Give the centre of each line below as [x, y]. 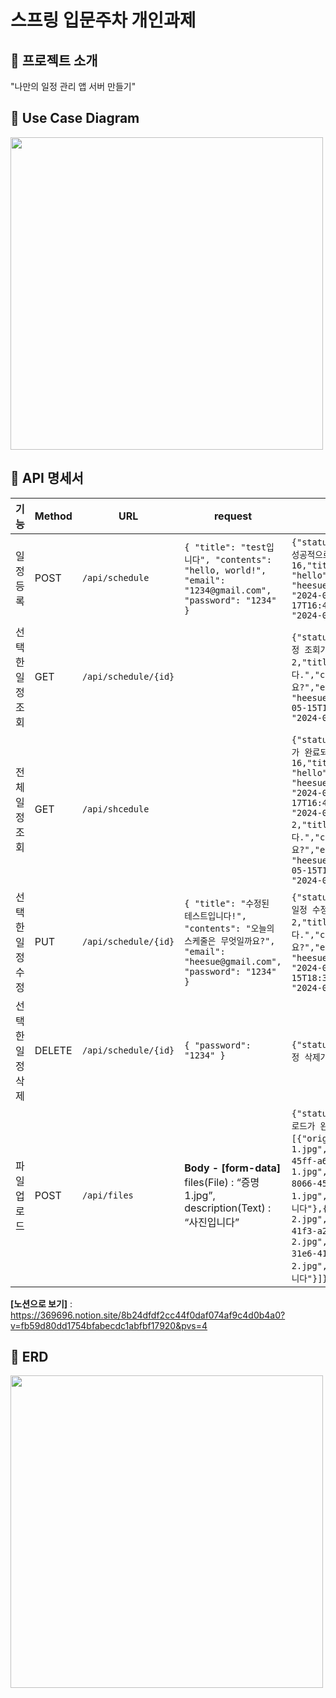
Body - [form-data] [232, 1168]
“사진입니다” [212, 1222]
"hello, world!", [225, 570]
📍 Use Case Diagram [75, 118]
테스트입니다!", [215, 915]
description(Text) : [228, 1208]
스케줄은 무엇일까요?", [230, 940]
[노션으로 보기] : [41, 1303]
